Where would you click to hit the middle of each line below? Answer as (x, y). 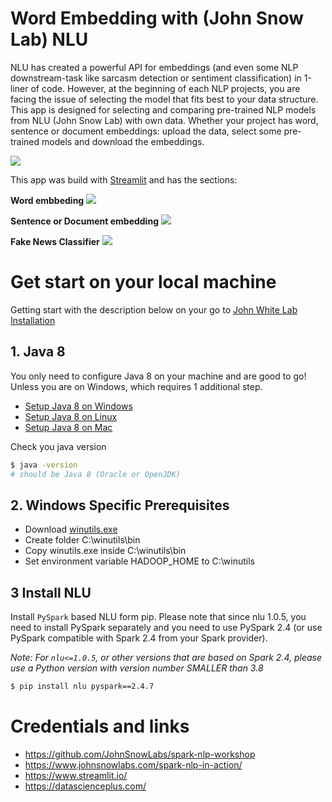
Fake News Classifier (55, 241)
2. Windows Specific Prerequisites (120, 505)
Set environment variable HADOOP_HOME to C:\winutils (140, 561)
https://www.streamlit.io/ (76, 775)
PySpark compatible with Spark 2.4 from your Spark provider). (139, 638)
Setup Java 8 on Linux (71, 416)
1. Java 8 (38, 352)
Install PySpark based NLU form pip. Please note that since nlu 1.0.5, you (158, 617)
